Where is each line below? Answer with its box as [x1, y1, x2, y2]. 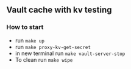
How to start [6, 23, 44, 31]
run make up [15, 36, 44, 44]
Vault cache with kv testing [6, 5, 112, 15]
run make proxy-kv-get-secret [15, 43, 91, 50]
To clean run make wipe [15, 56, 73, 63]
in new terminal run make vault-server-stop [15, 50, 126, 57]
